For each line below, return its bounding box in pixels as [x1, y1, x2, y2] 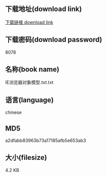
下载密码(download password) [5, 35, 102, 44]
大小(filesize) [5, 153, 47, 162]
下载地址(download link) [5, 5, 82, 14]
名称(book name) [5, 65, 60, 74]
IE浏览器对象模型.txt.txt [5, 79, 54, 85]
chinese [5, 109, 22, 115]
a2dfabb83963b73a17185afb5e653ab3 [5, 138, 86, 144]
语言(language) [5, 96, 54, 104]
